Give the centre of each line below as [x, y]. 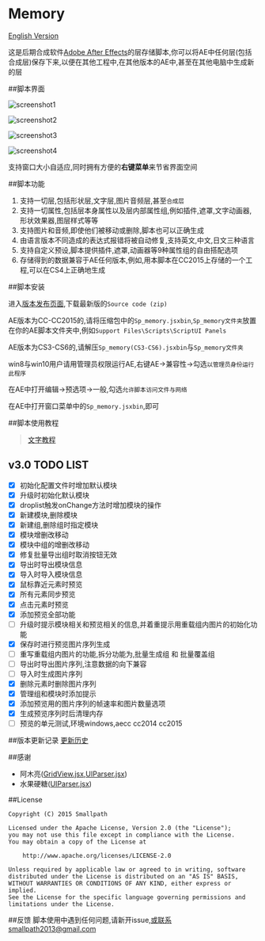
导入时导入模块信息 [51, 574]
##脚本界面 [26, 89]
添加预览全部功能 [47, 614]
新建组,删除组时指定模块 [59, 525]
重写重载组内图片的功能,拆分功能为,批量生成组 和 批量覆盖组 [117, 653]
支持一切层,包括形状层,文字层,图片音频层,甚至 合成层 [102, 200]
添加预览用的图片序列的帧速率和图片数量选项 [93, 704]
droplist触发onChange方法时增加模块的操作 [91, 505]
